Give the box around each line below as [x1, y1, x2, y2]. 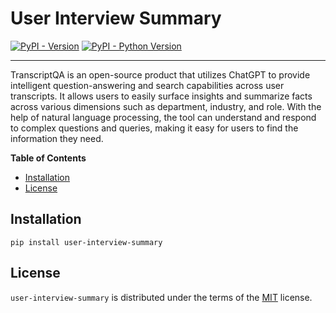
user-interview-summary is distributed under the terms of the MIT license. [10, 291, 313, 303]
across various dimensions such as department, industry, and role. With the [10, 100, 322, 112]
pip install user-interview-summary [10, 237, 163, 247]
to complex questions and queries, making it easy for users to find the [10, 122, 299, 134]
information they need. [10, 132, 104, 144]
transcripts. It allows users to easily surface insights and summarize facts [10, 90, 313, 102]
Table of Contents [10, 152, 87, 164]
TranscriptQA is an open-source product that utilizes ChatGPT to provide [10, 68, 311, 81]
